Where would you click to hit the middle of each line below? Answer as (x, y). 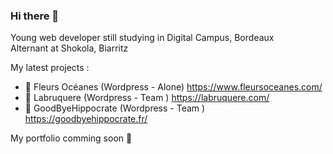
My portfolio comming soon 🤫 (71, 138)
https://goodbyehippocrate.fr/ (86, 119)
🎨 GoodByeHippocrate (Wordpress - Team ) (115, 108)
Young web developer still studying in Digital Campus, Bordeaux (142, 38)
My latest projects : (50, 68)
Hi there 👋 (35, 16)
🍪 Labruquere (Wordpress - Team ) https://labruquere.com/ (147, 98)
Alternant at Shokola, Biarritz (69, 48)
